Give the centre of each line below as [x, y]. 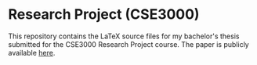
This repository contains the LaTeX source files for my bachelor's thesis [124, 36]
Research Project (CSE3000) [104, 14]
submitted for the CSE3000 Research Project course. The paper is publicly [128, 44]
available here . [32, 52]
